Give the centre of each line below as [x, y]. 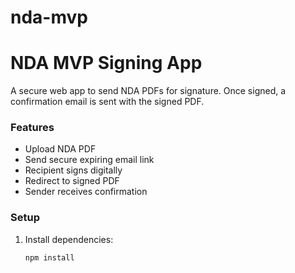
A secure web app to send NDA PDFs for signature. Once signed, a [148, 91]
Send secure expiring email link [89, 160]
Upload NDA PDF [60, 149]
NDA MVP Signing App [106, 63]
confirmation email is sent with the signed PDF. [107, 102]
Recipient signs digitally [73, 170]
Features [32, 128]
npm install [49, 257]
